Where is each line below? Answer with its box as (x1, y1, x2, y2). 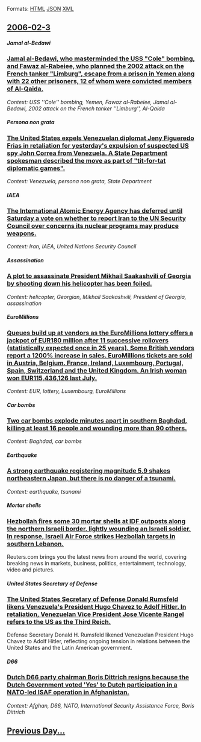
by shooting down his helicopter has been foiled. (7, 280, 152, 288)
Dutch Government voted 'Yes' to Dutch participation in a (7, 681, 178, 689)
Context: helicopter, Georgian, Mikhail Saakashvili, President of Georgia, (7, 293, 187, 300)
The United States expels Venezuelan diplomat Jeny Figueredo (7, 134, 194, 142)
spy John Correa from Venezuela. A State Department (7, 149, 168, 157)
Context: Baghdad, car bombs (7, 438, 82, 445)
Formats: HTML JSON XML (7, 5, 74, 12)
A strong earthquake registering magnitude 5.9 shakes (7, 467, 171, 475)
